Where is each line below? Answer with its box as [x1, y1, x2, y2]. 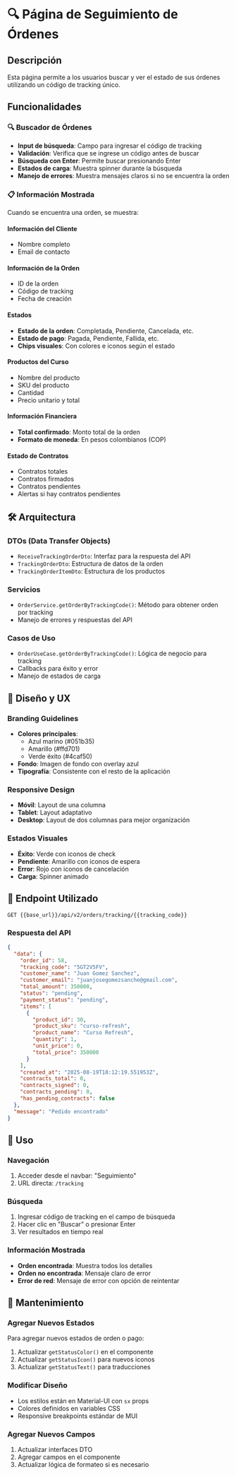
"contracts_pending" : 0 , [20, 1089, 93, 1096]
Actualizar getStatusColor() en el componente [17, 1348, 154, 1357]
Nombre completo [17, 240, 70, 249]
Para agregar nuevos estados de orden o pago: [7, 1334, 144, 1342]
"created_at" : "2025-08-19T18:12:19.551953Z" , [20, 1069, 159, 1076]
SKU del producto [17, 380, 70, 389]
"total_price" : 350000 [32, 1048, 99, 1056]
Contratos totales [17, 467, 68, 476]
